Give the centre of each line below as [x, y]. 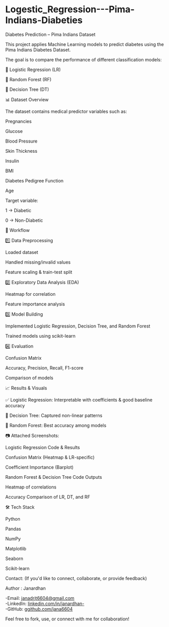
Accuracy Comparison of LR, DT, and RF [48, 497]
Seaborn [14, 559]
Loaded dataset [22, 252]
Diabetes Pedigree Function [34, 180]
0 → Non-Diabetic [24, 220]
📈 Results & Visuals [26, 388]
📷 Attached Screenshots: [32, 435]
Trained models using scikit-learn [40, 336]
